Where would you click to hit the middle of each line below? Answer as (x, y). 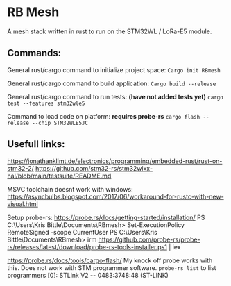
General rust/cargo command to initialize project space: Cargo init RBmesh (114, 69)
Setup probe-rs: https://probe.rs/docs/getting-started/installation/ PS (106, 217)
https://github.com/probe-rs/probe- (149, 239)
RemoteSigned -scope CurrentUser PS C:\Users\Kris (82, 232)
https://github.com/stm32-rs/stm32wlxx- (94, 168)
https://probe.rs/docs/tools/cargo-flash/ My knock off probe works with (110, 260)
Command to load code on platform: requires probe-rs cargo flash (104, 116)
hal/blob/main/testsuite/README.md (59, 176)
